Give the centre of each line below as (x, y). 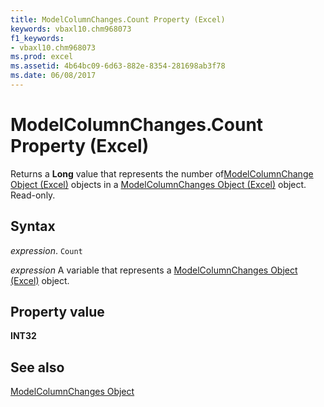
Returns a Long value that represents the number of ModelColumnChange (162, 173)
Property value (57, 312)
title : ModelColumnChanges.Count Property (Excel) (118, 19)
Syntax (33, 226)
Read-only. (33, 195)
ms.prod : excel (42, 57)
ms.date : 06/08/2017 (53, 76)
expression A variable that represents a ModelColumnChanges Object (154, 270)
